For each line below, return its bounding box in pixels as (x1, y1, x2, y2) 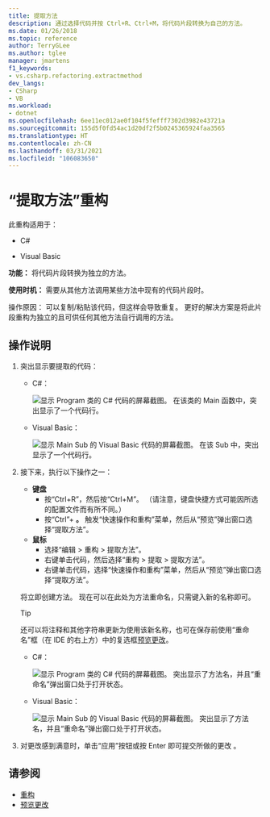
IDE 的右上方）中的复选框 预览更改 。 (53, 635, 173, 644)
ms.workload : (8, 102, 52, 110)
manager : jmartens (8, 57, 70, 65)
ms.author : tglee (8, 49, 67, 57)
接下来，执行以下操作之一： (19, 467, 113, 477)
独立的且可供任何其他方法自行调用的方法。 (35, 312, 178, 323)
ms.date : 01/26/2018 (8, 27, 78, 35)
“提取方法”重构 (8, 191, 109, 210)
